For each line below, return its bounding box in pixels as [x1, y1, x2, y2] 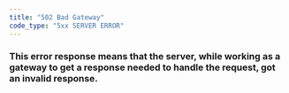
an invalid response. [9, 73, 99, 85]
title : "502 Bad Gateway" [9, 12, 104, 22]
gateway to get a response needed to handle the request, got [9, 61, 276, 74]
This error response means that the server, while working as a [9, 50, 281, 63]
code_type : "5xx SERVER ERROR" [9, 21, 125, 30]
